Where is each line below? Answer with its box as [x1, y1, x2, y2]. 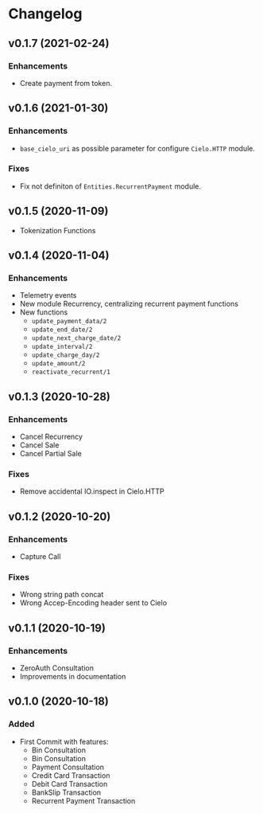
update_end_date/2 [31, 326, 93, 334]
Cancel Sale [19, 440, 60, 450]
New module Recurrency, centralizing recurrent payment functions [19, 299, 238, 309]
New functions [19, 307, 68, 317]
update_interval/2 [31, 343, 93, 351]
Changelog [8, 5, 83, 23]
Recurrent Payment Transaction [31, 795, 136, 805]
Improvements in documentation [19, 672, 126, 682]
